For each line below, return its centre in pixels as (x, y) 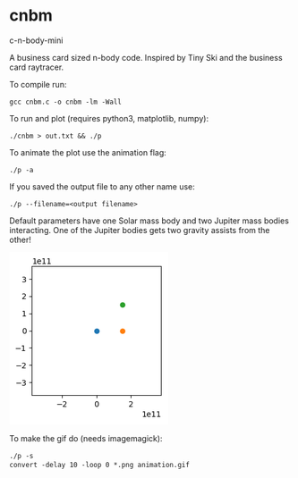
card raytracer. (37, 67)
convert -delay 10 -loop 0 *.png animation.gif (100, 465)
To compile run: (38, 84)
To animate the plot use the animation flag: (88, 152)
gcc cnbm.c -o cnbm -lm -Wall (66, 102)
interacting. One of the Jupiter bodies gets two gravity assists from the (140, 230)
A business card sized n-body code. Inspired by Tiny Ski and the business (146, 57)
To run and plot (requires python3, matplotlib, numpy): (109, 118)
